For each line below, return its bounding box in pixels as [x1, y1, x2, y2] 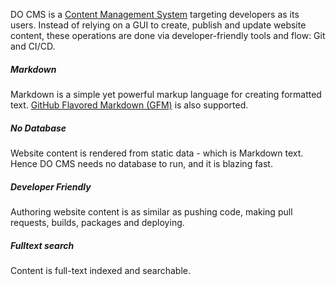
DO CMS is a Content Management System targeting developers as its [10, 9, 300, 20]
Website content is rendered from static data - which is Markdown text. [10, 147, 304, 159]
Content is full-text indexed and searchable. [10, 264, 192, 276]
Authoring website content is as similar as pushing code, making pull [10, 205, 293, 218]
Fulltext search [10, 239, 75, 251]
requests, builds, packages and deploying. [10, 216, 185, 228]
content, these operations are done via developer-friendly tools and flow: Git [10, 30, 326, 41]
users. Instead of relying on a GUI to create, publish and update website [10, 19, 307, 31]
